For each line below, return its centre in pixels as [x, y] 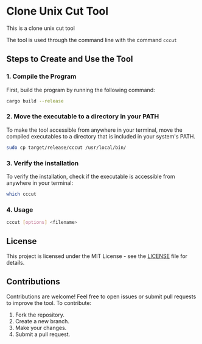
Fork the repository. [40, 315]
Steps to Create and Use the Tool [70, 59]
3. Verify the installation [43, 163]
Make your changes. [41, 328]
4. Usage [20, 210]
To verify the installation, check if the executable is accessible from [91, 176]
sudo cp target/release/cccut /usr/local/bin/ [66, 148]
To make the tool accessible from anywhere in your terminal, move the [94, 130]
